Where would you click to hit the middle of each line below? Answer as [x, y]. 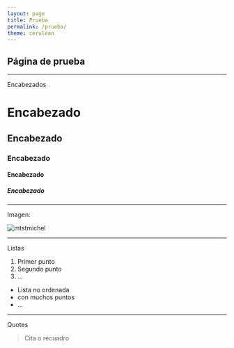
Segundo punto [39, 269]
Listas [16, 248]
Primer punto [36, 262]
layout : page [26, 14]
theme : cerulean [31, 33]
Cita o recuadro [47, 338]
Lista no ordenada [43, 290]
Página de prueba [46, 61]
